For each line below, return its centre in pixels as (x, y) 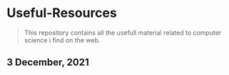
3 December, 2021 (48, 63)
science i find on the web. (62, 40)
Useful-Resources (62, 13)
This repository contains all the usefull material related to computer (123, 33)
